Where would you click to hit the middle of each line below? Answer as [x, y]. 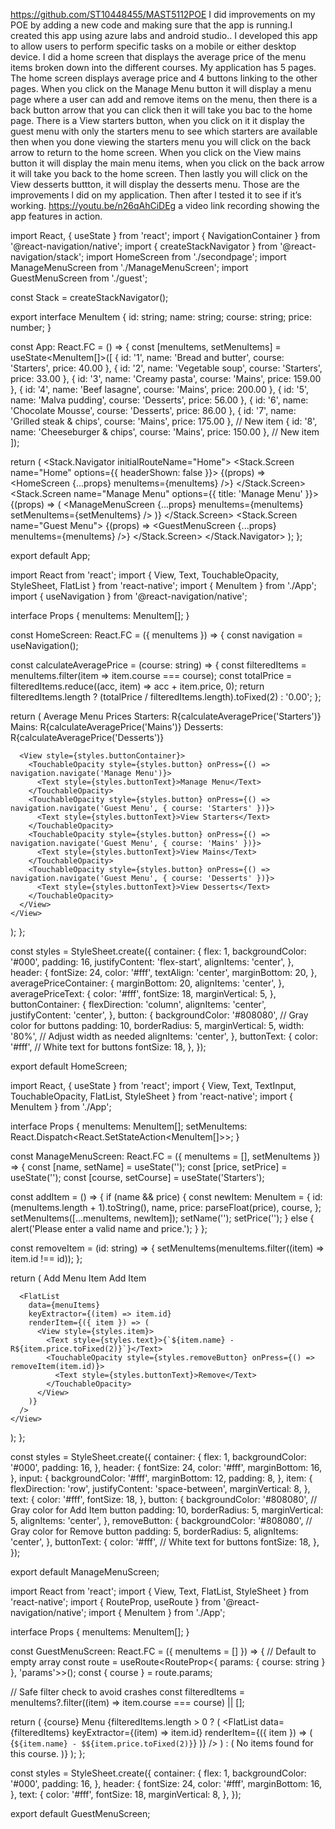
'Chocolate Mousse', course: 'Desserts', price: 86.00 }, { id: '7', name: [153, 410]
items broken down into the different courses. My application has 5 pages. [163, 67]
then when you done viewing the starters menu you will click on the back [161, 142]
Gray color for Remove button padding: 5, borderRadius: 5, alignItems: [154, 1531]
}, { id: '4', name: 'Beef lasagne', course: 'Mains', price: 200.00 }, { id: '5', [160, 389]
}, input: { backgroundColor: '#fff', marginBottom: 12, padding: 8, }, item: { [161, 1478]
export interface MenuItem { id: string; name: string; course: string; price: [161, 317]
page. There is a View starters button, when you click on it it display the [157, 120]
